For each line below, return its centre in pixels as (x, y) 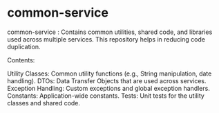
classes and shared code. (44, 103)
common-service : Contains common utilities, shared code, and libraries (110, 32)
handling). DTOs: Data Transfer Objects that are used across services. (107, 80)
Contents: (21, 60)
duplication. (24, 46)
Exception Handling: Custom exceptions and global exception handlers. (109, 88)
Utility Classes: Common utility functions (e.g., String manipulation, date (109, 73)
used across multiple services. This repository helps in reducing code (106, 39)
